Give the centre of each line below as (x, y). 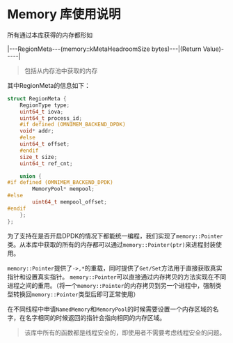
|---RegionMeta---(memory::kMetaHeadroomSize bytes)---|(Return (104, 49)
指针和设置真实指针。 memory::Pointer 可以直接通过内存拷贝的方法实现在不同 (117, 277)
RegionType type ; (45, 105)
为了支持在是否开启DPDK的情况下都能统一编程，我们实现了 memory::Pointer (115, 236)
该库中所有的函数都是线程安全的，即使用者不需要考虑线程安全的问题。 (125, 333)
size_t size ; (39, 157)
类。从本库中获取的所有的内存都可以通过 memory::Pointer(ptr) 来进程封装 (112, 244)
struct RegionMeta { (37, 98)
